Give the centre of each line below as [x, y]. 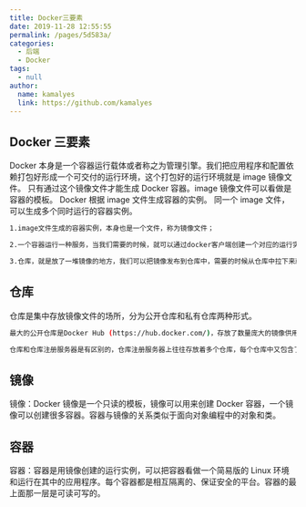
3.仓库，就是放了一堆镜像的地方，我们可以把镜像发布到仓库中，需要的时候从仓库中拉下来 [153, 261]
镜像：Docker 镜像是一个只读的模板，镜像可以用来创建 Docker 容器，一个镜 [152, 404]
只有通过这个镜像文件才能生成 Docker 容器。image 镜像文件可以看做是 [159, 189]
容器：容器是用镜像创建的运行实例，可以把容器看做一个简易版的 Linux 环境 [149, 470]
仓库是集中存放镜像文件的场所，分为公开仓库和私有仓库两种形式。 [133, 316]
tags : [20, 69]
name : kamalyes [46, 94]
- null [30, 78]
